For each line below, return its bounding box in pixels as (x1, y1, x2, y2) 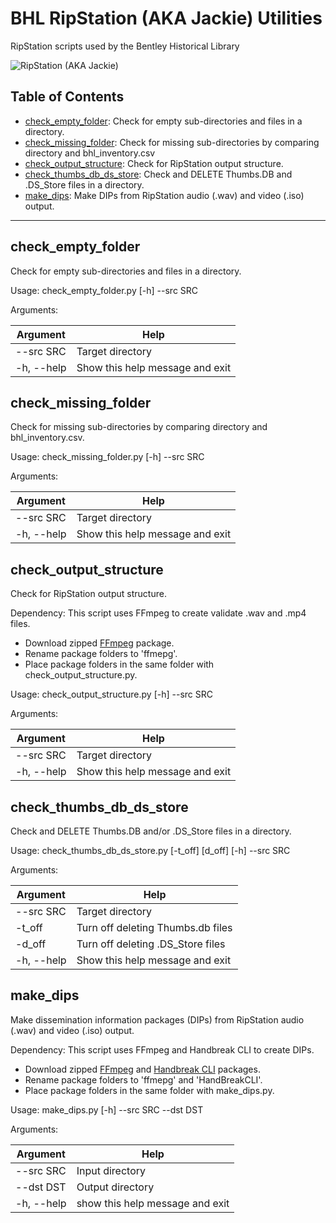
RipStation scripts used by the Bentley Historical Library (10, 40, 240, 52)
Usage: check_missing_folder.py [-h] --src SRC (10, 451, 205, 463)
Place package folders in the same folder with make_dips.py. (24, 1084, 275, 1096)
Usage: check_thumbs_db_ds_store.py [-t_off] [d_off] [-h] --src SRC (10, 845, 291, 856)
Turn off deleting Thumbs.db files (76, 921, 233, 934)
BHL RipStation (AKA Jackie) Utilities (10, 7, 323, 30)
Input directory (76, 1163, 147, 1177)
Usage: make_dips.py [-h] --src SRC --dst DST (10, 1103, 204, 1116)
